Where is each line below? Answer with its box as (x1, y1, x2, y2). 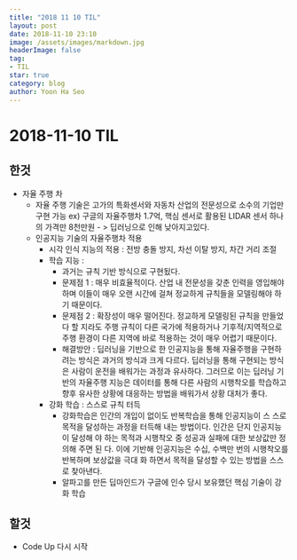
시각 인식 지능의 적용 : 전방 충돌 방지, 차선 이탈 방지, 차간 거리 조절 (48, 243, 277, 254)
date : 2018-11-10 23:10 (9, 29, 98, 38)
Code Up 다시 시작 (21, 541, 89, 552)
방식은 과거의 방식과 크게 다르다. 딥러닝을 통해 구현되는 (78, 354, 268, 365)
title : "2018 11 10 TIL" (9, 12, 101, 22)
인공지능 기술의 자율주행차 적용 (35, 233, 143, 243)
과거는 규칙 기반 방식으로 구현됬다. (61, 265, 181, 276)
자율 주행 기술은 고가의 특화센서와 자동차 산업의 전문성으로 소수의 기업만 (35, 199, 285, 209)
